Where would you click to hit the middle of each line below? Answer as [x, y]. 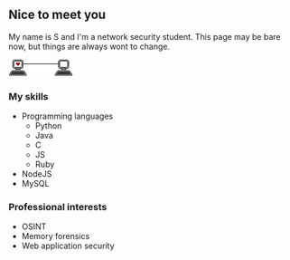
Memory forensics [56, 236]
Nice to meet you [57, 15]
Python [48, 126]
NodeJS [37, 174]
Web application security [68, 246]
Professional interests [58, 207]
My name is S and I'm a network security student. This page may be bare [145, 36]
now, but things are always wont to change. [89, 46]
